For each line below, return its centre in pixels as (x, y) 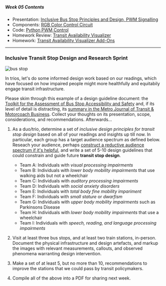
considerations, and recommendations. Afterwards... (59, 119)
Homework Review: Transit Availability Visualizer (62, 35)
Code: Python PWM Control (41, 30)
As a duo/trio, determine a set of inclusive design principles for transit (83, 129)
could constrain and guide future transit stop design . (66, 156)
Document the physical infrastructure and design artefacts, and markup (85, 243)
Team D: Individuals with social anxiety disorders (70, 186)
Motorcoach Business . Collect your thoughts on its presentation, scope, (78, 114)
